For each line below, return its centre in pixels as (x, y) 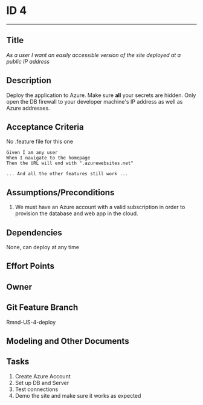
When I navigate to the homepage (48, 158)
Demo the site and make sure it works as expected (78, 395)
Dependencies (34, 233)
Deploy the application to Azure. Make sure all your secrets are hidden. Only (101, 95)
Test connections (37, 389)
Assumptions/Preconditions (60, 192)
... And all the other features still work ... (67, 174)
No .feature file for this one (40, 142)
